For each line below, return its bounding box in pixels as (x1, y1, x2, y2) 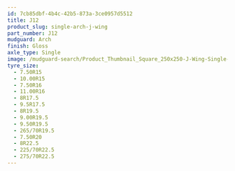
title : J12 (7, 17, 39, 24)
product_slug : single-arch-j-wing (7, 23, 108, 30)
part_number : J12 (7, 29, 58, 37)
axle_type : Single (7, 50, 61, 57)
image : (7, 56, 27, 63)
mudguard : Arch (7, 36, 52, 43)
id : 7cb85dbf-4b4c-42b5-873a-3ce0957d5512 (7, 10, 133, 17)
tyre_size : (7, 62, 39, 69)
